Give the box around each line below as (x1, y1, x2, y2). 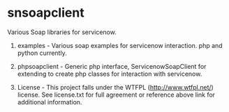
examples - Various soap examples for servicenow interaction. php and (17, 41, 223, 49)
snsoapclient (7, 5, 85, 21)
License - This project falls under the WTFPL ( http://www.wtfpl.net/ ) (17, 83, 214, 91)
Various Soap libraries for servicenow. (7, 28, 117, 36)
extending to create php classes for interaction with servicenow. (17, 70, 202, 78)
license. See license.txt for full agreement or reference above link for (17, 90, 215, 99)
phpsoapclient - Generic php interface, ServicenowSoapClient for (17, 62, 207, 70)
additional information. (17, 97, 82, 106)
